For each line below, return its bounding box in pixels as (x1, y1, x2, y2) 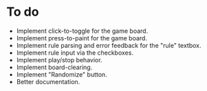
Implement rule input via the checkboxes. (16, 49, 133, 57)
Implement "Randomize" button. (16, 70, 107, 79)
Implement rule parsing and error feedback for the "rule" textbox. (16, 41, 201, 49)
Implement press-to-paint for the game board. (16, 34, 147, 42)
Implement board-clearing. (16, 63, 93, 71)
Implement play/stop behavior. (16, 55, 102, 64)
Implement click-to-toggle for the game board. (16, 27, 149, 35)
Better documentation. (16, 77, 80, 86)
